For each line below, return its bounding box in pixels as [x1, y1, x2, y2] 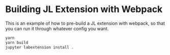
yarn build [5, 40, 29, 45]
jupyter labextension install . [5, 44, 74, 50]
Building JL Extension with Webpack [5, 4, 163, 15]
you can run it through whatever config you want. [5, 25, 109, 31]
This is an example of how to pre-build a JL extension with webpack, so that [5, 20, 165, 26]
